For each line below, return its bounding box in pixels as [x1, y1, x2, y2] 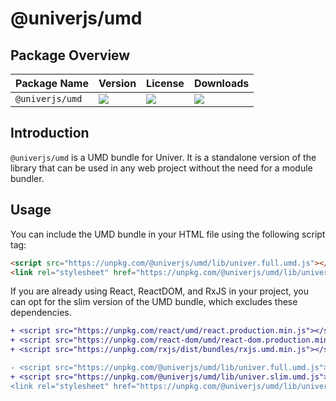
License [146, 77, 185, 90]
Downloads [193, 77, 250, 90]
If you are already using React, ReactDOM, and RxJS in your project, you [10, 285, 309, 297]
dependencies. [10, 307, 72, 319]
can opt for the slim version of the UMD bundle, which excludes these [10, 296, 298, 308]
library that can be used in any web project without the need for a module [10, 162, 313, 174]
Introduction [10, 125, 90, 142]
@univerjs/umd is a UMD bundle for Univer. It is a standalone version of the [10, 151, 317, 163]
